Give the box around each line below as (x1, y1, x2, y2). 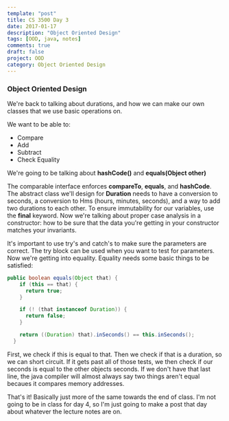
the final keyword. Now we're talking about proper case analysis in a (7, 211, 201, 219)
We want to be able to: (7, 120, 71, 128)
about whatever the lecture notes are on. (7, 407, 122, 415)
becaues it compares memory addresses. (7, 379, 125, 387)
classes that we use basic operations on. (7, 107, 123, 115)
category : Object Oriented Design (7, 61, 106, 68)
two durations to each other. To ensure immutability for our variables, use (7, 204, 215, 212)
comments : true (7, 42, 51, 49)
